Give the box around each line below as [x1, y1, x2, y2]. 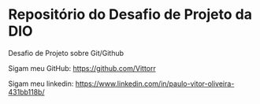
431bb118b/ [8, 87, 45, 96]
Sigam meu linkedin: [8, 79, 74, 88]
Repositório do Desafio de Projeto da [8, 6, 252, 24]
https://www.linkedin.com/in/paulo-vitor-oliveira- [75, 79, 235, 88]
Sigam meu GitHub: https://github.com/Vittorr [8, 63, 156, 72]
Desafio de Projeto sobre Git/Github [8, 48, 124, 58]
